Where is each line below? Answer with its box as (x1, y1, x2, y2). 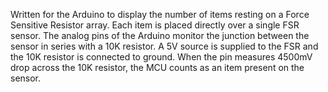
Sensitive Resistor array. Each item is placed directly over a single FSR (10, 19, 300, 31)
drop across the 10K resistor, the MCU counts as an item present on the (10, 62, 305, 73)
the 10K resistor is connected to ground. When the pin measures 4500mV (10, 51, 313, 63)
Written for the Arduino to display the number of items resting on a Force (10, 9, 310, 20)
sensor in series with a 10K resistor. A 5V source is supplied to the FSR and (10, 40, 319, 52)
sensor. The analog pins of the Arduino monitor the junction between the (10, 30, 310, 41)
